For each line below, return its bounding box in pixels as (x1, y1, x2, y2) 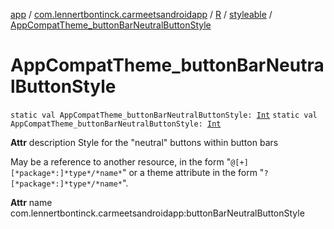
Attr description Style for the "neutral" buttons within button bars (10, 136, 279, 148)
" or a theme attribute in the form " (121, 166, 265, 178)
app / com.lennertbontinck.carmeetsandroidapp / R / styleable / (10, 9, 273, 20)
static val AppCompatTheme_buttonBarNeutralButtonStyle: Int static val (10, 110, 318, 120)
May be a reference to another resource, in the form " (10, 155, 232, 168)
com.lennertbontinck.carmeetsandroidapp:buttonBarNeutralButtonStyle (10, 207, 305, 219)
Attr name (10, 196, 53, 208)
